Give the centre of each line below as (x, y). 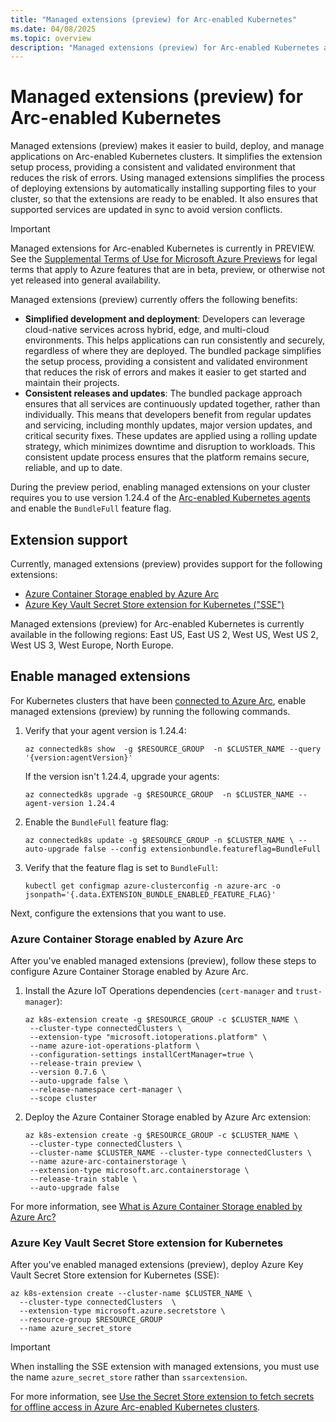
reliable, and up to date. (73, 468)
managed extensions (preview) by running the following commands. (150, 711)
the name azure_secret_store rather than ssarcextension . (129, 1377)
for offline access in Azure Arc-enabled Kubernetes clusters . (135, 1407)
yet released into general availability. (86, 280)
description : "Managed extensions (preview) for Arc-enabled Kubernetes (165, 47)
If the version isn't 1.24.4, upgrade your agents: (122, 776)
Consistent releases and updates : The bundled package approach (163, 393)
